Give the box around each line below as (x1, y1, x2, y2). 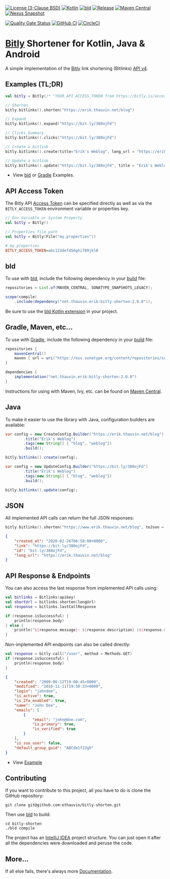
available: (5, 422, 25, 428)
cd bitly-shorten (5, 821, 42, 827)
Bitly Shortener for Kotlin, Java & (5, 38, 145, 49)
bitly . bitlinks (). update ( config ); (5, 487, 78, 492)
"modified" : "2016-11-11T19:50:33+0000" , (14, 684, 103, 689)
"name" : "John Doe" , (14, 703, 58, 708)
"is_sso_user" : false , (14, 740, 62, 746)
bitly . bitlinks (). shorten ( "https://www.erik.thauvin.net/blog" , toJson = (5, 525, 164, 530)
